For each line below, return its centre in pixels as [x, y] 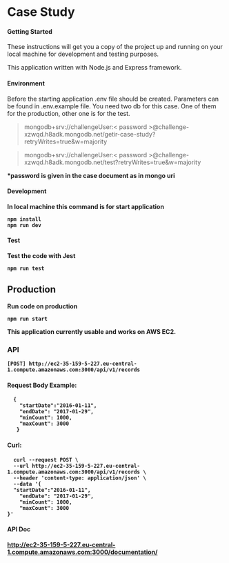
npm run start [28, 319]
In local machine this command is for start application [86, 206]
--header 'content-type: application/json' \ [80, 478]
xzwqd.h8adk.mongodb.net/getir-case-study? [90, 134]
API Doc [19, 529]
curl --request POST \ [46, 460]
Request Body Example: [42, 385]
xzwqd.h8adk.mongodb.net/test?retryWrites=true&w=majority [112, 162]
